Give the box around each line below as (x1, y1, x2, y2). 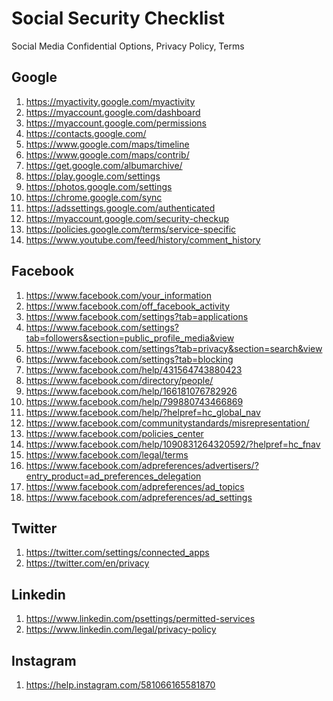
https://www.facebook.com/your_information (25, 289, 212, 301)
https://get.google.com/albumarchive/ (25, 159, 183, 171)
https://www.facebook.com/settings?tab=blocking (25, 353, 234, 365)
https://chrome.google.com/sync (25, 191, 163, 203)
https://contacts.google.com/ (25, 127, 147, 139)
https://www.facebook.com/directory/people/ (25, 374, 214, 386)
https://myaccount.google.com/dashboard (25, 106, 201, 118)
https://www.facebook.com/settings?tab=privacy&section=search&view (25, 342, 323, 354)
